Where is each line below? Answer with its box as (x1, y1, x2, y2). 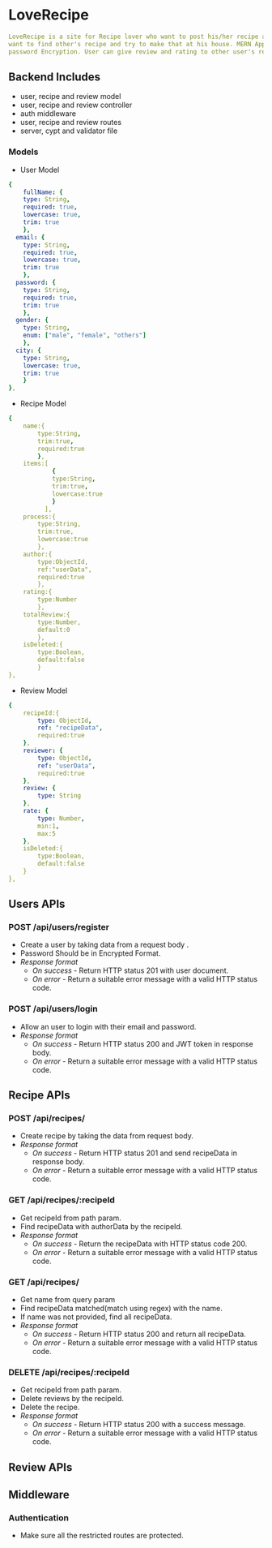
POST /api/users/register (8, 922, 109, 933)
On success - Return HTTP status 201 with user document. (32, 965, 229, 975)
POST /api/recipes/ (8, 1113, 86, 1124)
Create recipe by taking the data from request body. (19, 1131, 194, 1141)
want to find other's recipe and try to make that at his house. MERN (8, 40, 252, 48)
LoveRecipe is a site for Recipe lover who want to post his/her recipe (8, 32, 259, 41)
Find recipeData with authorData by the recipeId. (19, 1221, 183, 1231)
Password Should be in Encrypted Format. (19, 948, 161, 958)
